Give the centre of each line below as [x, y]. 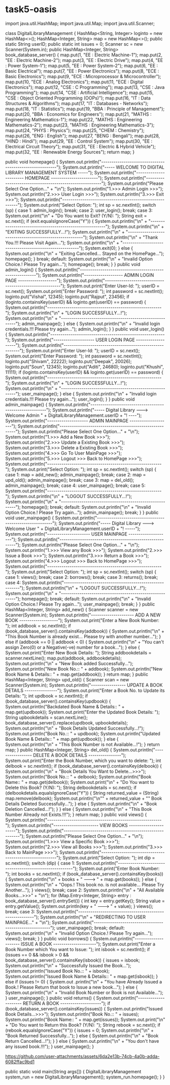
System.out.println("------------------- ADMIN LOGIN [98, 275]
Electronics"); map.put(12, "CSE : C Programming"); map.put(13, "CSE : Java [85, 87]
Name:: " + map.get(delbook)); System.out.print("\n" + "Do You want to [80, 782]
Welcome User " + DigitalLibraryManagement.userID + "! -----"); [73, 529]
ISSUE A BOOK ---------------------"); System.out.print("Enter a [88, 944]
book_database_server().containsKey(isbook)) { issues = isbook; [73, 960]
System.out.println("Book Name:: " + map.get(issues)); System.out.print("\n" [85, 1020]
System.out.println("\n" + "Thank [124, 237]
